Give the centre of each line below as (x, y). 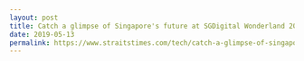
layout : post (34, 17)
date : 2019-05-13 (42, 34)
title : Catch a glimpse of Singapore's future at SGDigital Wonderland (147, 26)
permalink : (30, 43)
